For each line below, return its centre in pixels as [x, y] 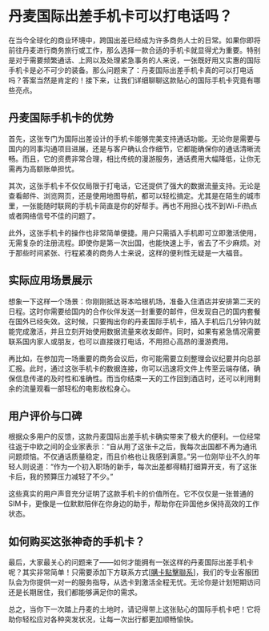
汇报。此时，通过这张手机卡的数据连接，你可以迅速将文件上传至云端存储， [131, 368]
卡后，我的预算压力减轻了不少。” [61, 476]
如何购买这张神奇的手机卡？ [77, 541]
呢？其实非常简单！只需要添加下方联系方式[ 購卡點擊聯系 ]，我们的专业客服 [130, 573]
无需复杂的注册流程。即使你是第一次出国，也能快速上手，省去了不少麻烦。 [131, 243]
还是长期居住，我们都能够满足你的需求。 [75, 593]
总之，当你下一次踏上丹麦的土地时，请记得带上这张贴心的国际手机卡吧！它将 [134, 609]
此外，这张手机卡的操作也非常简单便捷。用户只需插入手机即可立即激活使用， [134, 232]
